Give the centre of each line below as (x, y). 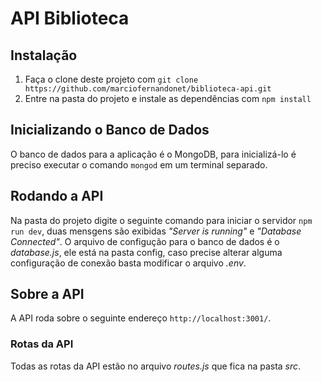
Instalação (44, 55)
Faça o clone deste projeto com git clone (111, 79)
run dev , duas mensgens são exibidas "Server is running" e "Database (156, 231)
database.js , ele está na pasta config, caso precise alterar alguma (146, 252)
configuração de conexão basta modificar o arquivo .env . (128, 263)
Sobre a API (47, 294)
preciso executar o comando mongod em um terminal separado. (139, 164)
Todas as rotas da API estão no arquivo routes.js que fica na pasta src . (156, 366)
